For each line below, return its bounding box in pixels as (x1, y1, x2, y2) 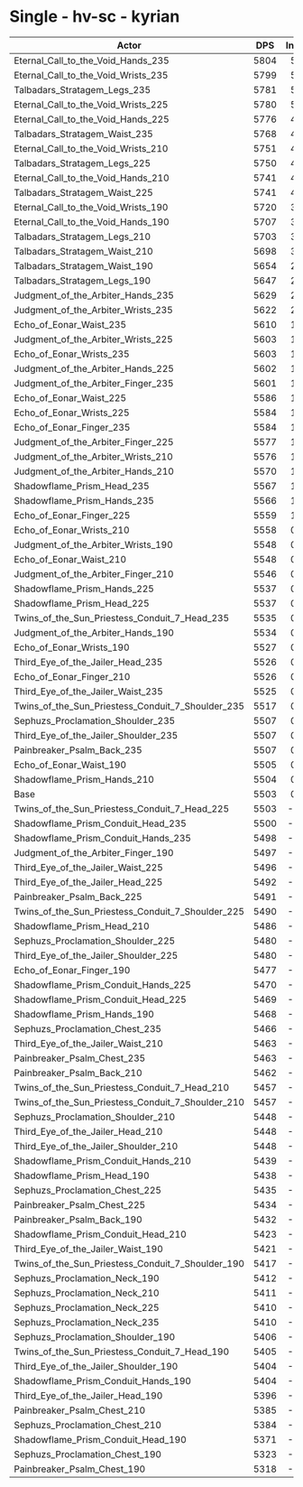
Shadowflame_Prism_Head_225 (14, 597, 151, 609)
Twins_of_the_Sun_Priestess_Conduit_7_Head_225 (14, 802, 230, 814)
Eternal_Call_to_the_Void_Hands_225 (14, 113, 170, 125)
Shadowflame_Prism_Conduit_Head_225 (14, 993, 187, 1006)
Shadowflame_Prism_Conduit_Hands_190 (14, 1374, 192, 1387)
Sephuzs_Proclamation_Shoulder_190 (14, 1330, 176, 1343)
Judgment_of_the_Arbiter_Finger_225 (14, 435, 174, 448)
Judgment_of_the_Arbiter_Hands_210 (14, 465, 174, 478)
